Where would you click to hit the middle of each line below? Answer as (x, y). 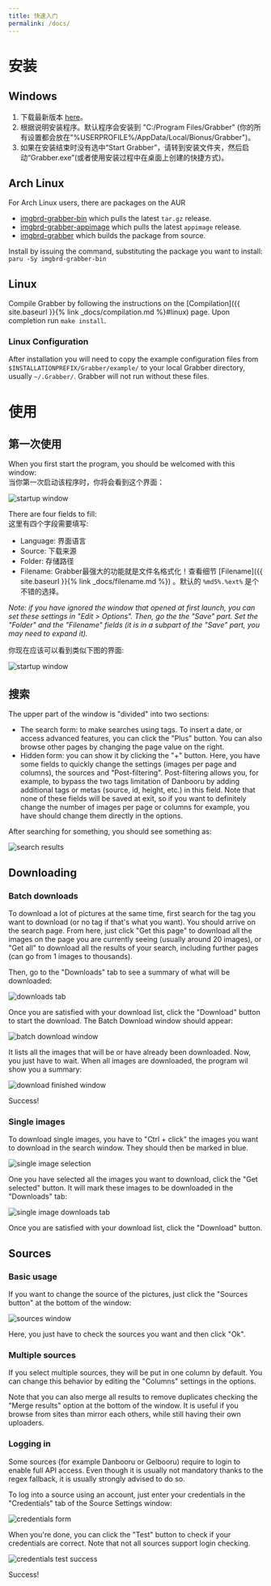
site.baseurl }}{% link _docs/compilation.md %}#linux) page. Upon (119, 312)
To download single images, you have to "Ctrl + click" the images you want (133, 1140)
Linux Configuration (49, 342)
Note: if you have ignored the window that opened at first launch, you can (132, 608)
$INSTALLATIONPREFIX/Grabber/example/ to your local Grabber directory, (127, 368)
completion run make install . (57, 321)
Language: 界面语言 (53, 541)
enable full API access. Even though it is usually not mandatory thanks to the (136, 1470)
